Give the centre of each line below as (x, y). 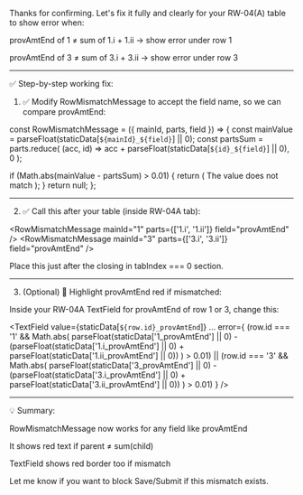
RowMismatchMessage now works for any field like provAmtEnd (129, 429)
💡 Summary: (32, 411)
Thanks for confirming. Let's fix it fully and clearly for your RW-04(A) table (148, 13)
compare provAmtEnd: (64, 112)
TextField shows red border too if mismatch (90, 463)
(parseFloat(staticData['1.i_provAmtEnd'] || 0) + (97, 346)
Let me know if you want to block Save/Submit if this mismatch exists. (139, 481)
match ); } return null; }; (53, 185)
